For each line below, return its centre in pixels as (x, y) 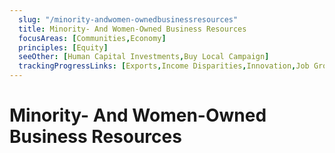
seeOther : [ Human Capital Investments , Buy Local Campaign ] (144, 57)
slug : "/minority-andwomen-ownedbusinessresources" (128, 19)
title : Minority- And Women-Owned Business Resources (132, 29)
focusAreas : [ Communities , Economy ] (92, 38)
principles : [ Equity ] (63, 47)
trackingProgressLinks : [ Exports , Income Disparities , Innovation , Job (164, 66)
